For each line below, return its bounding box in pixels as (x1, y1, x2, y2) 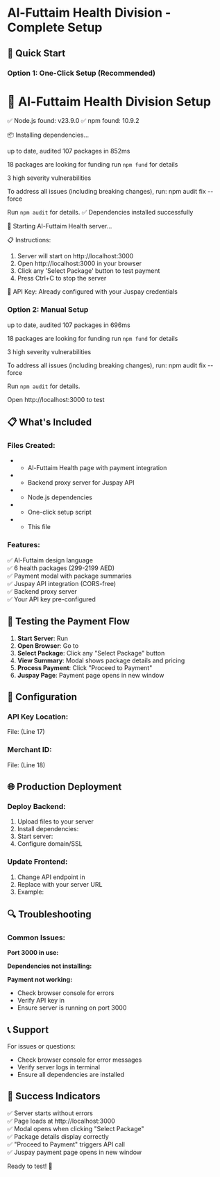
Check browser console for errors (17, 989, 115, 997)
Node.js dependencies (27, 493, 92, 501)
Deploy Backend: (7, 801, 66, 811)
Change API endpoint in (17, 873, 85, 881)
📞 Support (7, 1024, 49, 1035)
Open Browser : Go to (17, 641, 79, 650)
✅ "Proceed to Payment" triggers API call (7, 1140, 125, 1149)
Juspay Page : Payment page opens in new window (17, 671, 164, 679)
